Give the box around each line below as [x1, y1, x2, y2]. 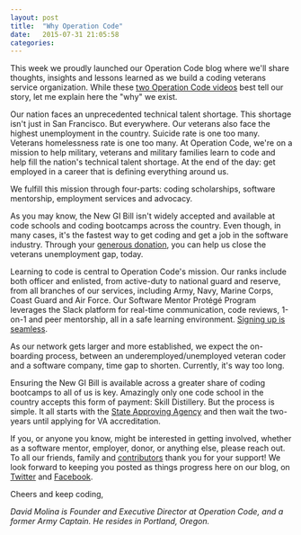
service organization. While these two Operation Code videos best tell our [10, 82, 284, 93]
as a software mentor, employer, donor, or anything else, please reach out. [10, 442, 286, 454]
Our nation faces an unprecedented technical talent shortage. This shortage [10, 109, 292, 120]
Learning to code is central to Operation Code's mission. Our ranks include [10, 266, 287, 277]
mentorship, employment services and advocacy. [10, 193, 192, 204]
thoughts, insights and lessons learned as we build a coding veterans [10, 73, 266, 84]
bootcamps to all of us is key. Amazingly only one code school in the [10, 388, 264, 398]
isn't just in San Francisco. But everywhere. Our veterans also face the [10, 119, 270, 129]
